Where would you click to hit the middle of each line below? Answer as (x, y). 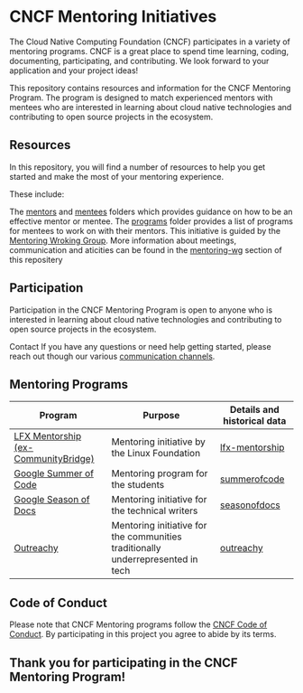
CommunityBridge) (54, 459)
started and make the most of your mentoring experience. (117, 176)
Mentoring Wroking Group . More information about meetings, (123, 240)
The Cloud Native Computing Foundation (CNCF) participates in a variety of (150, 42)
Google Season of (52, 500)
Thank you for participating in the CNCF (124, 663)
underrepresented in (155, 559)
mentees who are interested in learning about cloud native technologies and (151, 107)
